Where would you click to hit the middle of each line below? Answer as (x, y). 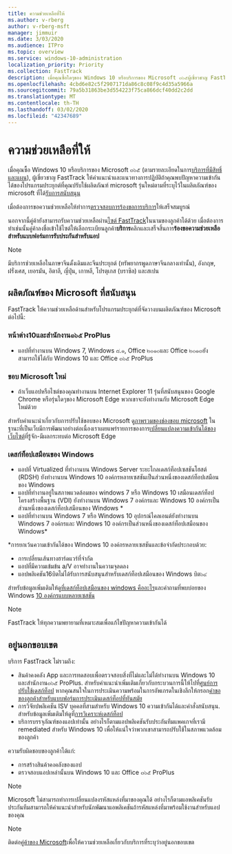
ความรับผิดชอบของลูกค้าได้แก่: (42, 751)
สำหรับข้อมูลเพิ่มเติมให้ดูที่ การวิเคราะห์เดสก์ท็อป (70, 714)
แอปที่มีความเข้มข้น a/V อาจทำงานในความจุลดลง (73, 566)
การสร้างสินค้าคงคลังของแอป (50, 764)
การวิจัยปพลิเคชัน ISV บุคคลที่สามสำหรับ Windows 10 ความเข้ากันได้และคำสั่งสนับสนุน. (119, 706)
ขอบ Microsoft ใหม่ (37, 376)
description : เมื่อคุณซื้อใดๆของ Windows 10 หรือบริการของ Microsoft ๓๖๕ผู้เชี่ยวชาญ (108, 77)
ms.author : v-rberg (36, 20)
